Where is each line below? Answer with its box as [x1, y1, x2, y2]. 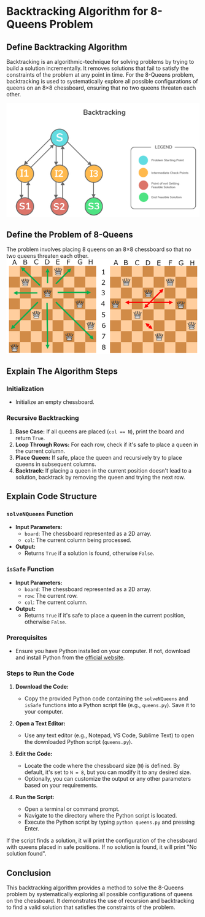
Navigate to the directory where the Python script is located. [24, 812, 177, 819]
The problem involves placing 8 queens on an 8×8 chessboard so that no [6, 246, 191, 253]
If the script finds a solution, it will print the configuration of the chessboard [6, 837, 198, 845]
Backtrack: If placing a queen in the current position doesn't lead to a [15, 466, 192, 474]
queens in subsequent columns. [15, 460, 96, 468]
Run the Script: [15, 794, 55, 801]
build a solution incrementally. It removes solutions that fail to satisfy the [6, 64, 189, 72]
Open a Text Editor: [15, 720, 66, 727]
